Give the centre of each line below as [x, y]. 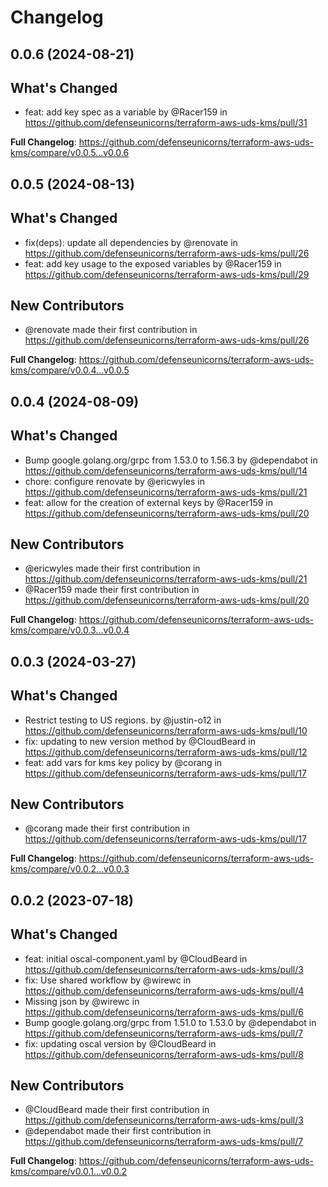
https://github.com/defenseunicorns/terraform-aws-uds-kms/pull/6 [164, 1012]
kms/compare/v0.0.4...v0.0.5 [70, 370]
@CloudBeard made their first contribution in [117, 1110]
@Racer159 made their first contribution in [112, 590]
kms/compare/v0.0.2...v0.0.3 [70, 869]
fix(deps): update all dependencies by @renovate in [131, 242]
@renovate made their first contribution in [111, 330]
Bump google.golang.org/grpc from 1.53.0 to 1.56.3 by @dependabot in [171, 460]
